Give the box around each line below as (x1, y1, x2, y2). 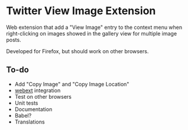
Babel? (14, 112, 32, 119)
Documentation (14, 105, 53, 113)
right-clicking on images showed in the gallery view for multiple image (6, 30, 177, 37)
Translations (14, 118, 46, 125)
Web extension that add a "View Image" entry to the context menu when (6, 24, 183, 31)
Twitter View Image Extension (6, 4, 156, 18)
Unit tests (14, 99, 38, 106)
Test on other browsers (14, 93, 72, 100)
